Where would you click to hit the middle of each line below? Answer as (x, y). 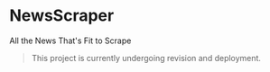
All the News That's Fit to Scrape (70, 40)
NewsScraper (62, 16)
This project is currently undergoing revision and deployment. (146, 58)
